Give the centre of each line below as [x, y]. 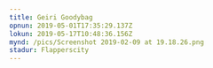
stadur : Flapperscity [49, 50]
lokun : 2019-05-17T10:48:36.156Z [71, 34]
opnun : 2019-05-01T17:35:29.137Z [71, 26]
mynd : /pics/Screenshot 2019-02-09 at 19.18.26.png [106, 42]
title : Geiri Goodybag [51, 17]
